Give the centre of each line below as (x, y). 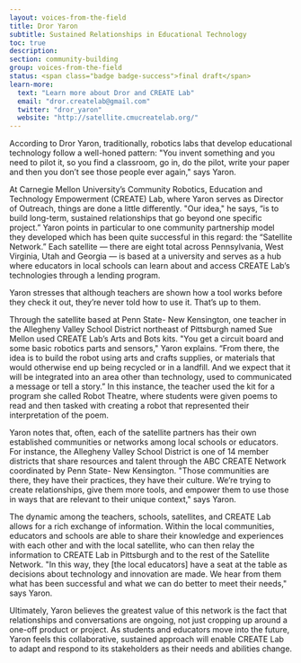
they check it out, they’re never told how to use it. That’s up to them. (135, 303)
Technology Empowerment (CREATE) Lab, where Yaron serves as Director (146, 199)
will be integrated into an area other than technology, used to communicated (150, 377)
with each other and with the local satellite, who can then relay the (132, 545)
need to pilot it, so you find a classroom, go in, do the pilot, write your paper (150, 163)
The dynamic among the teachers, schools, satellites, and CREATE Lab (140, 517)
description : (34, 51)
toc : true (28, 43)
